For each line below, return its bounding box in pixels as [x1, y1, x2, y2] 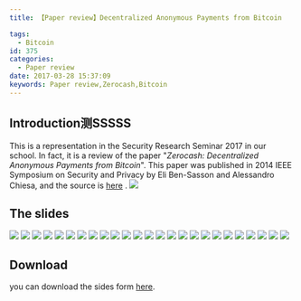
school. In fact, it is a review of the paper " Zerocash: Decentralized [9, 150, 259, 161]
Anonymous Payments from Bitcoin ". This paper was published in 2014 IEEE [9, 159, 292, 170]
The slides [9, 205, 70, 221]
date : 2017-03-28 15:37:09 [9, 71, 111, 81]
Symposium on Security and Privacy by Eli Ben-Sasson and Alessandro [9, 169, 275, 180]
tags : [9, 29, 30, 39]
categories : [9, 55, 54, 64]
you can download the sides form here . [9, 281, 155, 292]
